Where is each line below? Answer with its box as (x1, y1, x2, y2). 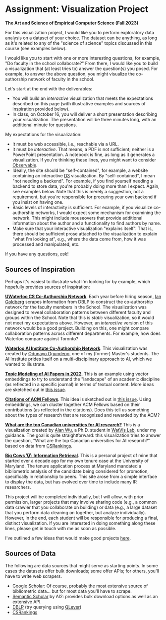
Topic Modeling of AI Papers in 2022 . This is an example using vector (5, 371, 149, 377)
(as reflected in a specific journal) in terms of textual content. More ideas (5, 381, 154, 387)
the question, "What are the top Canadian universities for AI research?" (5, 437, 150, 443)
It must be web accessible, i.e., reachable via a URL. (12, 141, 119, 147)
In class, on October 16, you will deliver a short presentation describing (12, 111, 158, 117)
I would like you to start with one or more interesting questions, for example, (5, 55, 161, 61)
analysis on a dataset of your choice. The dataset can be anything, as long (5, 35, 158, 41)
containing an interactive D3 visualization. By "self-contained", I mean (12, 172, 155, 178)
